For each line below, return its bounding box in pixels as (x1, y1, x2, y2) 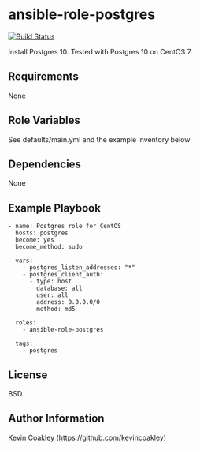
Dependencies (8, 157, 81, 171)
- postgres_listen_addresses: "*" (22, 264, 135, 272)
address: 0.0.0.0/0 (36, 298, 101, 306)
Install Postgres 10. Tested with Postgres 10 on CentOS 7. (8, 47, 193, 56)
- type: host (28, 278, 72, 286)
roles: (15, 319, 37, 327)
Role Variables (8, 114, 80, 127)
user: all (36, 291, 69, 299)
